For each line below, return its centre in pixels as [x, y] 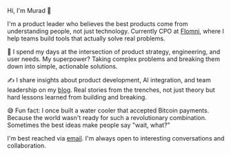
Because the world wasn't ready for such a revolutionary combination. [107, 118]
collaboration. [27, 145]
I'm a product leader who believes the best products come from [98, 24]
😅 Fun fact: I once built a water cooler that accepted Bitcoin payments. [108, 110]
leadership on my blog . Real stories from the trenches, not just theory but [111, 90]
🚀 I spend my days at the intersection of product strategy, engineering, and [114, 52]
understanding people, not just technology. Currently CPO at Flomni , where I [115, 31]
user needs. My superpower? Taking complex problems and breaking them [114, 59]
